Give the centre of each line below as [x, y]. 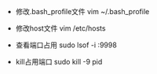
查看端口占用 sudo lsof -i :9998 [66, 45]
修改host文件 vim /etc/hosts [60, 28]
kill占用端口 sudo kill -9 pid [59, 62]
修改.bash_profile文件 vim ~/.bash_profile [82, 11]
